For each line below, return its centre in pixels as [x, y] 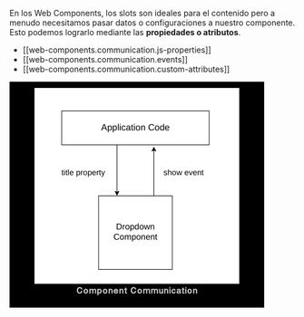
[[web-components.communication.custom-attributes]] [126, 69]
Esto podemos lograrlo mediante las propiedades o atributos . [125, 32]
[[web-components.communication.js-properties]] [117, 50]
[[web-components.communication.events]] [105, 59]
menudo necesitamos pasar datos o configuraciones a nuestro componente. [152, 23]
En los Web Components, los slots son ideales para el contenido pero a [142, 13]
